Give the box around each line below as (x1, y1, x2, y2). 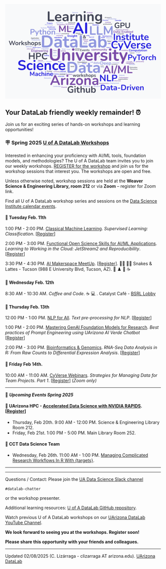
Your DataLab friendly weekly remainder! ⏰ (5, 108, 141, 117)
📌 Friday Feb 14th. (5, 361, 43, 367)
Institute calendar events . (5, 203, 57, 209)
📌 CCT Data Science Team (5, 441, 60, 447)
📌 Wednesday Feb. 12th (5, 279, 54, 285)
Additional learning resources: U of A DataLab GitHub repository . (5, 505, 137, 511)
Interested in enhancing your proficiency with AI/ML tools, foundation (5, 153, 146, 158)
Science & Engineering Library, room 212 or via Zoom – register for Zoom (5, 183, 156, 189)
